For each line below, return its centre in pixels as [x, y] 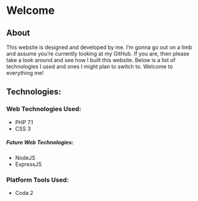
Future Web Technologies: [40, 142]
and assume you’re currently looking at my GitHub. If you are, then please [98, 54]
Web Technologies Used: [44, 109]
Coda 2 [24, 193]
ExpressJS [28, 164]
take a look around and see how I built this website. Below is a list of [91, 60]
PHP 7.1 [24, 122]
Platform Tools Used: [38, 180]
